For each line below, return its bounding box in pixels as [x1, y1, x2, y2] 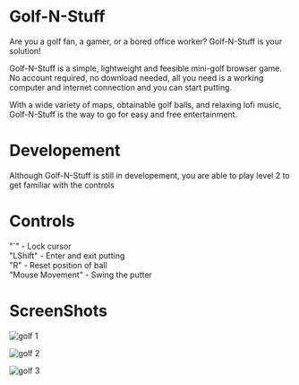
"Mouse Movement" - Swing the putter [9, 269, 152, 280]
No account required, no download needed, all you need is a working [9, 72, 264, 83]
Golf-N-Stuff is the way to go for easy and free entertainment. [9, 109, 238, 119]
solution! [9, 45, 42, 56]
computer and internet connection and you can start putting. [9, 82, 233, 92]
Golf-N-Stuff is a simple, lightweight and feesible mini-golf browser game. [9, 63, 282, 74]
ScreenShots [9, 301, 107, 320]
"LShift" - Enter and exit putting [9, 249, 125, 261]
